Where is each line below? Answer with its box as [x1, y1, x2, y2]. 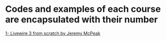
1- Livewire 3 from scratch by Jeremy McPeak [5, 30, 101, 36]
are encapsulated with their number [5, 14, 158, 25]
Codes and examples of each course [5, 3, 161, 15]
